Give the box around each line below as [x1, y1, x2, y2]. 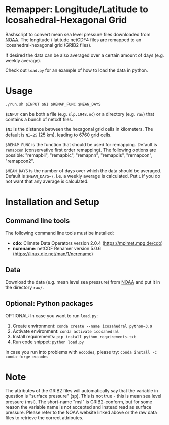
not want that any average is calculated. [5, 178, 89, 184]
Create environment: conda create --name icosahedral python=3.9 [12, 323, 152, 329]
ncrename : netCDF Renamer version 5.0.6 [12, 245, 102, 251]
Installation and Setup [5, 196, 100, 208]
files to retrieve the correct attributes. [5, 415, 84, 421]
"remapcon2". [5, 157, 35, 164]
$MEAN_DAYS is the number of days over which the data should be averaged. [5, 167, 161, 174]
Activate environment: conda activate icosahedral [12, 328, 119, 334]
